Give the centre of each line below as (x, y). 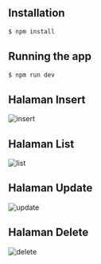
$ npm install (32, 31)
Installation (37, 13)
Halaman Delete (49, 232)
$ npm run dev (32, 75)
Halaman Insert (47, 99)
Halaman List (41, 144)
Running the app (50, 56)
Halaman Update (50, 188)
